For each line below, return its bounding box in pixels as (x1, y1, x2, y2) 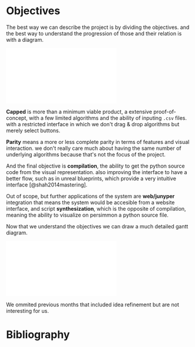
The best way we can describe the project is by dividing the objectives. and (6, 24, 190, 31)
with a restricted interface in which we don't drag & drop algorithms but (6, 120, 180, 127)
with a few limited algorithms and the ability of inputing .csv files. (28, 114, 187, 122)
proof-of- (153, 108, 177, 115)
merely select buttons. (6, 127, 61, 134)
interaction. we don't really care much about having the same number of (6, 145, 181, 152)
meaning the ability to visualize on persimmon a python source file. (6, 211, 169, 218)
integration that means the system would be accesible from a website (6, 199, 175, 206)
